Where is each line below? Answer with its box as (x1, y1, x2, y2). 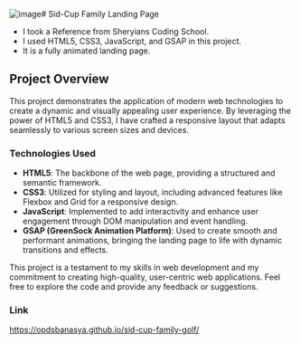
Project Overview (9, 72, 109, 87)
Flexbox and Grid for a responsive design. (22, 196, 179, 207)
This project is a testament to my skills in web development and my (9, 263, 259, 273)
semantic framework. (22, 177, 102, 188)
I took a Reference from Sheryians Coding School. (22, 26, 210, 36)
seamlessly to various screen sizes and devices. (9, 124, 190, 135)
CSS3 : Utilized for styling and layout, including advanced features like (22, 186, 283, 198)
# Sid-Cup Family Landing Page (41, 9, 160, 19)
